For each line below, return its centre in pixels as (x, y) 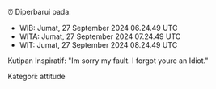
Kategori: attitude (36, 76)
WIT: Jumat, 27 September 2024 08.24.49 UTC (98, 45)
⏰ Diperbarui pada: (40, 12)
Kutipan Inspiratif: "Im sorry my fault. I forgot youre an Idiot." (108, 61)
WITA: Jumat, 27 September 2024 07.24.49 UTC (100, 36)
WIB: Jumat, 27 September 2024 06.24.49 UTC (98, 28)
